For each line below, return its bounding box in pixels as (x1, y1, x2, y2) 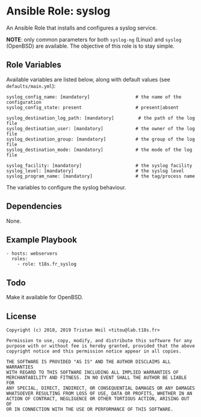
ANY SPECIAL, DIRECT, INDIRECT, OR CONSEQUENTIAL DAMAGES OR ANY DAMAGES (6, 385, 196, 391)
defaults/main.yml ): (6, 82, 56, 89)
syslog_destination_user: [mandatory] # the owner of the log (6, 126, 196, 132)
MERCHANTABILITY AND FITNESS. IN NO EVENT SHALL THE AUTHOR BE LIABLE (6, 375, 187, 381)
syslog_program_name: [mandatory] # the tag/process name (6, 173, 196, 179)
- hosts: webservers (6, 250, 58, 257)
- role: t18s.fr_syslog (17, 261, 77, 267)
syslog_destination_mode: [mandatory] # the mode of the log (6, 147, 193, 153)
